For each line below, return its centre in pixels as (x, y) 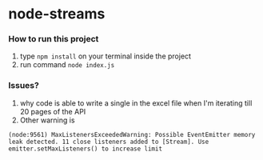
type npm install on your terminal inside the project (106, 56)
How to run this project (54, 39)
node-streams (57, 14)
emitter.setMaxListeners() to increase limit (85, 149)
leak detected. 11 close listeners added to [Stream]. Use (109, 142)
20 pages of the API (53, 111)
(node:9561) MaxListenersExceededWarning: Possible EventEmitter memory (132, 134)
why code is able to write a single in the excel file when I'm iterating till (136, 103)
